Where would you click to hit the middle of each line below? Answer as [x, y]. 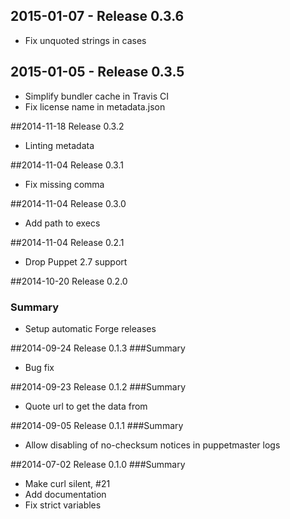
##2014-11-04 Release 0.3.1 [67, 165]
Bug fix [39, 367]
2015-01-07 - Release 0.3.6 [97, 16]
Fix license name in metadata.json [95, 106]
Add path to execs [62, 223]
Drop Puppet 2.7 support [76, 261]
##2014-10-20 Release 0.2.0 [69, 281]
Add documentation [65, 494]
